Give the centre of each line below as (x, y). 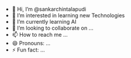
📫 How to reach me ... (40, 35)
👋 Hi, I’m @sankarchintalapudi (49, 9)
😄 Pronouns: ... (31, 43)
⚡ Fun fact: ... (28, 50)
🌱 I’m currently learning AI (44, 22)
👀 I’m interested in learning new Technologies (68, 15)
